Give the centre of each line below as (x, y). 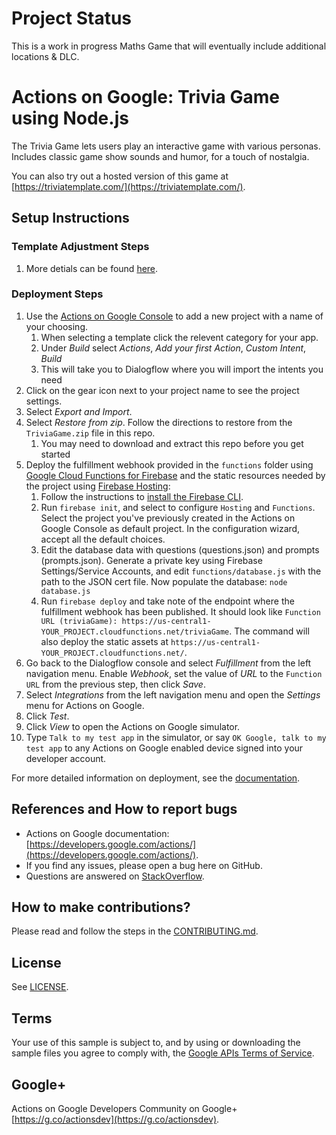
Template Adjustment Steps (80, 247)
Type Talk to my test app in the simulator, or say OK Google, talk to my (176, 737)
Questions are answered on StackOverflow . (115, 876)
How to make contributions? (101, 907)
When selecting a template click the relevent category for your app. (179, 337)
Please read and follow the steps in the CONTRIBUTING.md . (135, 931)
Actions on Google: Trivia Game (146, 97)
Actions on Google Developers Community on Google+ (124, 1108)
